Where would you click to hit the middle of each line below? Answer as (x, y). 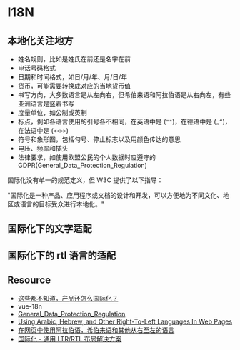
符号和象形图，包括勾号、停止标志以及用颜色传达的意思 (99, 139)
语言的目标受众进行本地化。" (62, 204)
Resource (29, 280)
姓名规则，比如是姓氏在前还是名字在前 (74, 59)
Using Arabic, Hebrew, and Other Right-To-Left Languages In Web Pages (125, 321)
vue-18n (30, 306)
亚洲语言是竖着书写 (46, 104)
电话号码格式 (36, 68)
